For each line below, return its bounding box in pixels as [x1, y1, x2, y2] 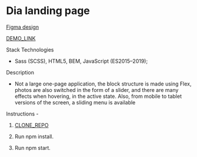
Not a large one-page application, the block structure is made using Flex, [14, 80, 192, 87]
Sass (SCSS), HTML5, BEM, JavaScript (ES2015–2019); [14, 57, 148, 64]
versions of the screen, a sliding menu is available [14, 98, 136, 106]
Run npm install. [14, 133, 54, 140]
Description [6, 69, 34, 76]
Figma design [6, 23, 39, 30]
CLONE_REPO [14, 121, 49, 128]
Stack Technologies [6, 46, 54, 53]
